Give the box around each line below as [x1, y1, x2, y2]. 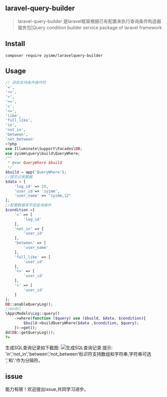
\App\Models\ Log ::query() [5, 311, 60, 316]
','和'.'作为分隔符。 [5, 357, 43, 363]
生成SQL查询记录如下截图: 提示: [5, 344, 113, 350]
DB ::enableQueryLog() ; [5, 302, 53, 307]
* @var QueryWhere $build [7, 160, 62, 165]
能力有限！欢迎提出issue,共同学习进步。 [5, 386, 89, 392]
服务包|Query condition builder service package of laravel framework [17, 24, 162, 30]
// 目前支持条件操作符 [5, 80, 47, 85]
